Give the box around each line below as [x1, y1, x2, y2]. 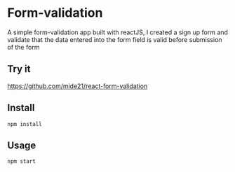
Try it [7, 63, 31, 75]
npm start [7, 158, 36, 165]
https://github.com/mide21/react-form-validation [7, 82, 148, 90]
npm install [7, 120, 42, 127]
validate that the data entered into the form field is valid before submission [7, 35, 222, 43]
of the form [7, 43, 40, 51]
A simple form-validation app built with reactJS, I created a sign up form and [7, 28, 228, 36]
